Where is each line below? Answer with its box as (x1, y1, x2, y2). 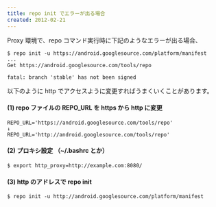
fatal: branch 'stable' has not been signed (7, 73, 136, 81)
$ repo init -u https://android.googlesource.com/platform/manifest (7, 49, 207, 57)
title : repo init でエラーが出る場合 (7, 10, 106, 17)
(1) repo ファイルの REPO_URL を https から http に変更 (7, 103, 163, 112)
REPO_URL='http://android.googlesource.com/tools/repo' (7, 131, 170, 138)
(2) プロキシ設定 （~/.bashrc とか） (7, 147, 108, 155)
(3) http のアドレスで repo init (7, 178, 93, 186)
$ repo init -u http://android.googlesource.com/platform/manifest (7, 193, 204, 200)
